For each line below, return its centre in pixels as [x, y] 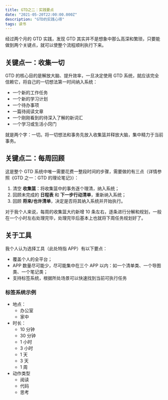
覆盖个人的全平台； [32, 259]
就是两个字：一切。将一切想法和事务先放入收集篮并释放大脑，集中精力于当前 [84, 135]
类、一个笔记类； [30, 272]
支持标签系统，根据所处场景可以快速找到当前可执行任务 [69, 278]
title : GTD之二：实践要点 [30, 10]
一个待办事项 [26, 105]
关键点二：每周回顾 [35, 158]
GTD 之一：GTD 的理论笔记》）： [46, 178]
